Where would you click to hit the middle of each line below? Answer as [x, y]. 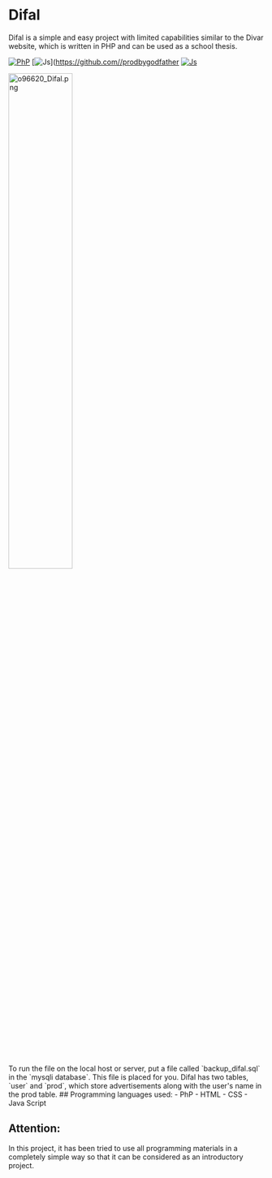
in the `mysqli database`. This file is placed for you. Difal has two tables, [129, 1077]
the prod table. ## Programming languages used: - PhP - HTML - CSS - [128, 1094]
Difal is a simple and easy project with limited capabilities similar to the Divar [136, 37]
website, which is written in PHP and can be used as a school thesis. [123, 46]
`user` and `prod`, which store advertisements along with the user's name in [135, 1085]
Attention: [35, 1129]
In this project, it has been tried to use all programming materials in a [123, 1148]
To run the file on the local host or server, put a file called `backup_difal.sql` [134, 1068]
